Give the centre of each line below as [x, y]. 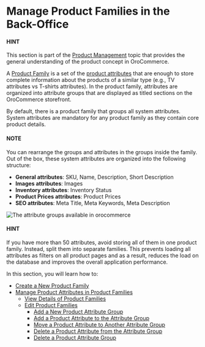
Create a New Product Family [52, 285]
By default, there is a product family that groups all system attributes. [93, 111]
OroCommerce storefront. [39, 100]
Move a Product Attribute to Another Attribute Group [99, 324]
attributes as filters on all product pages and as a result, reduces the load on [102, 255]
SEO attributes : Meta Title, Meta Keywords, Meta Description [92, 203]
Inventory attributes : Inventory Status [63, 190]
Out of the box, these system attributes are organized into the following [96, 159]
